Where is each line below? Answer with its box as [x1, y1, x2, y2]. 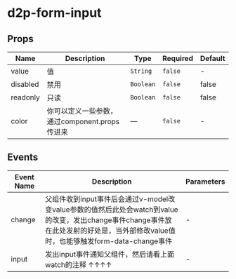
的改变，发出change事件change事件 [45, 215, 165, 225]
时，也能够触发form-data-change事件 [45, 236, 173, 246]
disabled [11, 79, 39, 89]
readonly [11, 93, 41, 102]
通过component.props [46, 117, 120, 126]
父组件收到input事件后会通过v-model [45, 194, 169, 204]
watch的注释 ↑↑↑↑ [45, 259, 112, 269]
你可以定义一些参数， [46, 107, 118, 116]
